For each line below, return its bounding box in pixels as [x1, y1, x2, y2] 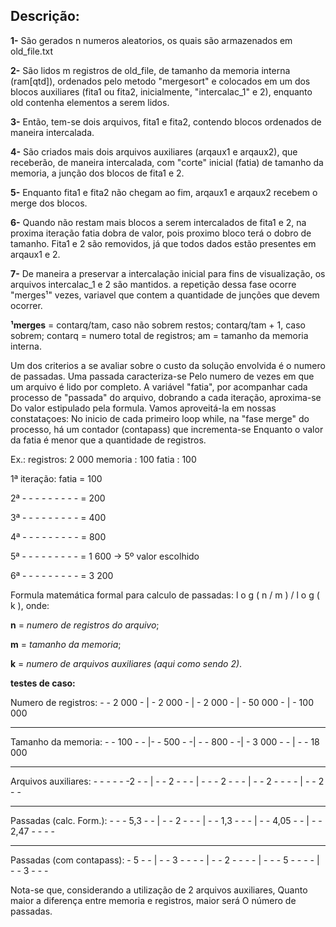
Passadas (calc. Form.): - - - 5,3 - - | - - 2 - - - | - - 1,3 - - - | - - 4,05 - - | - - [10, 814, 323, 826]
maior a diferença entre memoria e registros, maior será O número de [10, 894, 297, 906]
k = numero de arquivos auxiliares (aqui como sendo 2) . [10, 657, 243, 669]
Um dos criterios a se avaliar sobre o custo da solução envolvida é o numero [10, 359, 326, 371]
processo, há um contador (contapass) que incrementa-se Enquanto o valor [10, 423, 324, 435]
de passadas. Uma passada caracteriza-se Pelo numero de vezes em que [10, 370, 315, 382]
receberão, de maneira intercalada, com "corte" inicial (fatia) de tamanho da [10, 156, 324, 168]
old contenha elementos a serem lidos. [10, 96, 170, 108]
